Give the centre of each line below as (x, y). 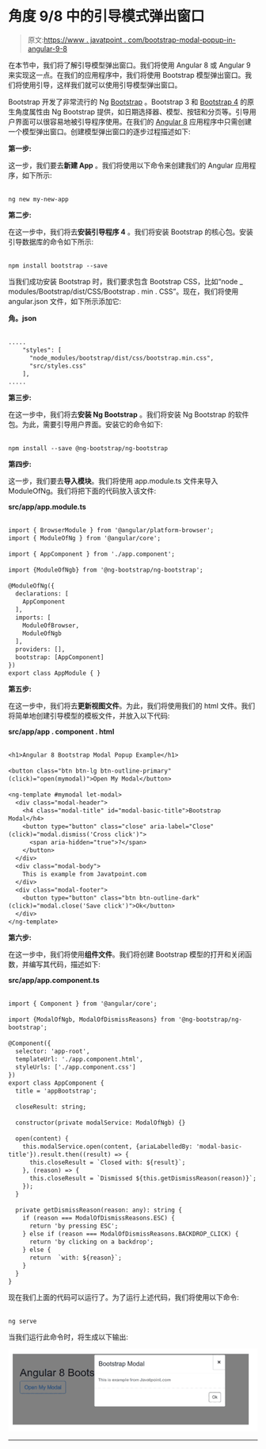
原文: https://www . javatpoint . (77, 40)
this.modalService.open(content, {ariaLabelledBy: (108, 1146)
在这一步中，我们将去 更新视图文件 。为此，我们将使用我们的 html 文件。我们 (132, 705)
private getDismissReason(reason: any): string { (99, 1210)
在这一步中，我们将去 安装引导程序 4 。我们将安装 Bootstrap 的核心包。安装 (131, 232)
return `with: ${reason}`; (76, 1258)
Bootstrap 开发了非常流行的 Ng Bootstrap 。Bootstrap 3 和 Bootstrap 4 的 (128, 102)
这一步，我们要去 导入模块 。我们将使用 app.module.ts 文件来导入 (113, 480)
